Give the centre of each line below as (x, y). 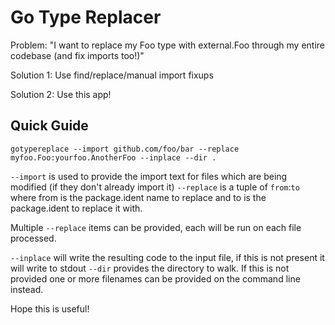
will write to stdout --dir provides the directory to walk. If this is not (150, 268)
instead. (27, 289)
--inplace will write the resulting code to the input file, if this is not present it (167, 257)
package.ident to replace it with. (76, 208)
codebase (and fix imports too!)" (77, 55)
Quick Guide (49, 126)
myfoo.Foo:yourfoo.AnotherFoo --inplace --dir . (113, 157)
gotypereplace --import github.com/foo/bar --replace (125, 149)
